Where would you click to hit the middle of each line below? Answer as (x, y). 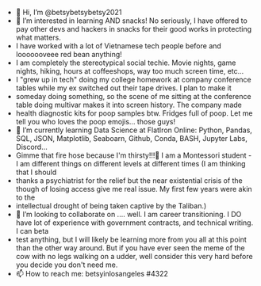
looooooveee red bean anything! (69, 54)
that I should (36, 172)
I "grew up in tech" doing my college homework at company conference (133, 80)
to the (25, 197)
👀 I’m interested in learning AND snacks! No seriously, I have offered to (131, 21)
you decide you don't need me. (67, 265)
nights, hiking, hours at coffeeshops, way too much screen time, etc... (130, 71)
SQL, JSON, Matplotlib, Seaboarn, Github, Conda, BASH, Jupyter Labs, (131, 138)
